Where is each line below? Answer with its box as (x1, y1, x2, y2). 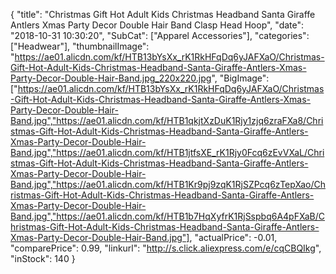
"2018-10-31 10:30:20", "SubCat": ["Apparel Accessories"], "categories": (10, 30, 310, 41)
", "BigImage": (211, 72, 270, 84)
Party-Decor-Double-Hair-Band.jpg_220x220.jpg (10, 72, 212, 84)
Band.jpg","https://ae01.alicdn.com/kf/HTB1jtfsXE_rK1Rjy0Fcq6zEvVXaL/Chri (10, 147, 325, 158)
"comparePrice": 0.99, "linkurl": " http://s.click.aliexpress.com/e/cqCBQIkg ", (10, 242, 322, 254)
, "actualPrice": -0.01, (189, 232, 278, 243)
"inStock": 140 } (10, 253, 76, 264)
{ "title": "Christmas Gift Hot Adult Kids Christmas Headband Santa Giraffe (10, 9, 316, 20)
